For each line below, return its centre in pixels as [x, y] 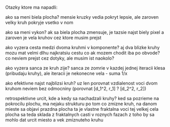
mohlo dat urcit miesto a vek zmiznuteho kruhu [54, 120]
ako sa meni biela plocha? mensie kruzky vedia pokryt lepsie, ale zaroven [82, 17]
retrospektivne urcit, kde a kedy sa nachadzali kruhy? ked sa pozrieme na [82, 98]
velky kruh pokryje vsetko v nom [39, 23]
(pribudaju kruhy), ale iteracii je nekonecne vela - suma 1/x [66, 73]
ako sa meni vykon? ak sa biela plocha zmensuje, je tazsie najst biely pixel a [84, 32]
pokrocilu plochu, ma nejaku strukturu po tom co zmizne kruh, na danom [81, 104]
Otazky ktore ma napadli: [31, 7]
